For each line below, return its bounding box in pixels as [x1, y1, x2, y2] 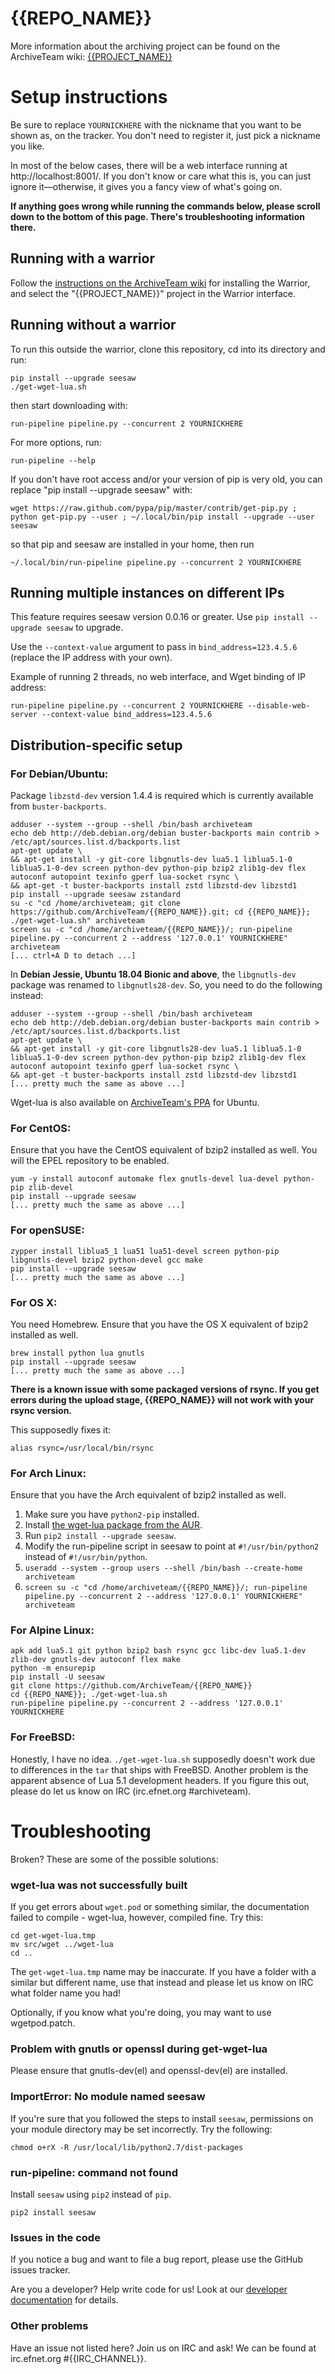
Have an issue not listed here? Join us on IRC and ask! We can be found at [10, 2342, 317, 2354]
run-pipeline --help [10, 455, 97, 466]
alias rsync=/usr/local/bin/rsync [10, 1443, 155, 1453]
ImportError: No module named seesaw [10, 2090, 206, 2104]
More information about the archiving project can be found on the [10, 40, 281, 52]
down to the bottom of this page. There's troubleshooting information [10, 210, 305, 222]
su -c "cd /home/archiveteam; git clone [10, 898, 182, 908]
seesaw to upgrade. [46, 622, 124, 634]
